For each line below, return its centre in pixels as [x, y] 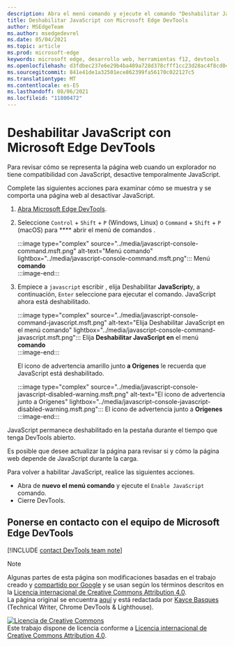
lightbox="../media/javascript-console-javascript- [140, 401]
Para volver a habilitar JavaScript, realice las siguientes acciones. [101, 472]
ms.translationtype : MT [42, 79]
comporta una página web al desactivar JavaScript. [81, 195]
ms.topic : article [34, 46]
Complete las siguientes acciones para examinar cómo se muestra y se [109, 188]
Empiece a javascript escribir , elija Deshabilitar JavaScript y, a [109, 287]
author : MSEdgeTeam [36, 27]
